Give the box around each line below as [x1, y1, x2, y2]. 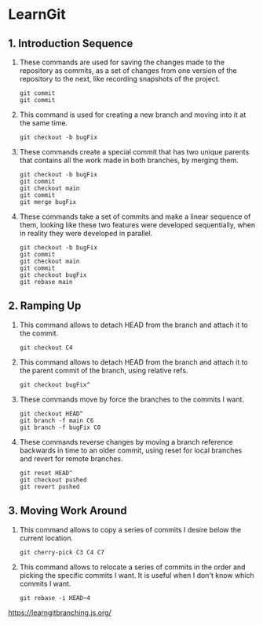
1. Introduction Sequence [8, 37, 133, 50]
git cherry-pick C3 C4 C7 [19, 548, 104, 556]
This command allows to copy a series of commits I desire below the [19, 525, 242, 534]
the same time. [19, 118, 68, 127]
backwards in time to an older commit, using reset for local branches [19, 445, 243, 455]
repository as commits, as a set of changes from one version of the [19, 66, 237, 75]
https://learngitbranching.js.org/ [8, 608, 111, 617]
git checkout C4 [19, 343, 73, 351]
